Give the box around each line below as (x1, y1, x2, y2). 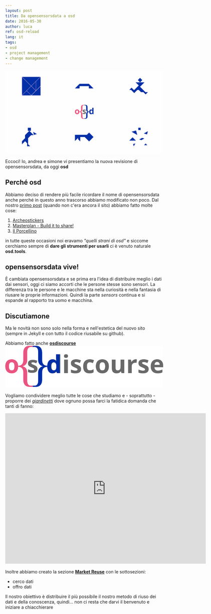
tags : (5, 40, 17, 45)
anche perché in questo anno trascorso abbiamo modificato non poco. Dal (5, 197, 159, 203)
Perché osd (5, 178, 42, 187)
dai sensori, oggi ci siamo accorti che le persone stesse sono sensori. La (5, 281, 155, 287)
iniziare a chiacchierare (5, 604, 54, 610)
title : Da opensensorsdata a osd (5, 13, 75, 19)
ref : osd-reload (5, 29, 39, 35)
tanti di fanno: (5, 403, 34, 409)
